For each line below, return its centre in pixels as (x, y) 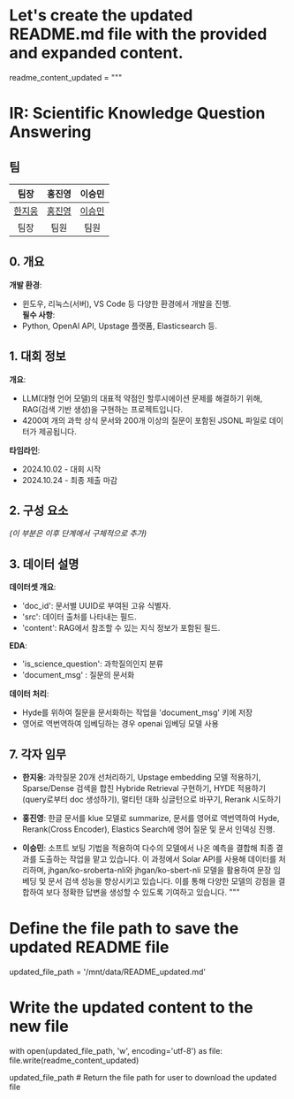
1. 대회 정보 (38, 356)
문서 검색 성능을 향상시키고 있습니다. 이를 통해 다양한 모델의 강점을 (162, 881)
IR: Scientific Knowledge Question (137, 114)
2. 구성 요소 (39, 510)
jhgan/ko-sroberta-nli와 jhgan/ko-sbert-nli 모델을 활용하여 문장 (160, 870)
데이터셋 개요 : (33, 587)
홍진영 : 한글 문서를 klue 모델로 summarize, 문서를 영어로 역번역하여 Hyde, (151, 818)
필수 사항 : (38, 314)
